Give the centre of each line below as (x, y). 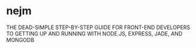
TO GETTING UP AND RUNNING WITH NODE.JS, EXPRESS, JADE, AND (94, 33)
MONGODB (20, 40)
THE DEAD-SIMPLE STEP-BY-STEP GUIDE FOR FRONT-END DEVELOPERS (98, 27)
